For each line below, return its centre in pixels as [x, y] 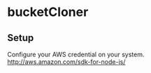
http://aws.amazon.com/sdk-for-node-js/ [66, 62]
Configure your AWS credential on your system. [76, 54]
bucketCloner [48, 12]
